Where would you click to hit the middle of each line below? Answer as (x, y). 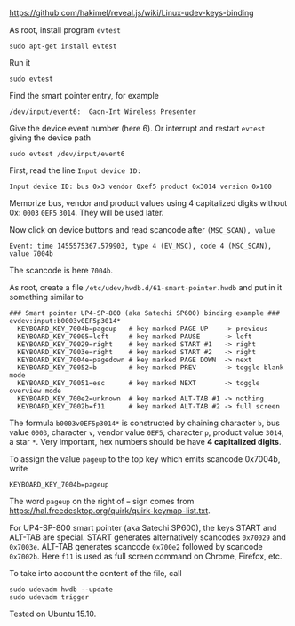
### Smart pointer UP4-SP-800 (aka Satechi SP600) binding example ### (144, 313)
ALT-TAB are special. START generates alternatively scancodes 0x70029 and (148, 537)
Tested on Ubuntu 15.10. (53, 614)
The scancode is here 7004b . (61, 270)
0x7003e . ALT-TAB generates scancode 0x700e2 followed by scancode (136, 547)
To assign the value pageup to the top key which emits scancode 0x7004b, (145, 459)
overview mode (36, 391)
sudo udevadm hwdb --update (61, 590)
